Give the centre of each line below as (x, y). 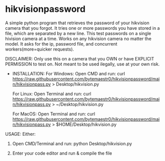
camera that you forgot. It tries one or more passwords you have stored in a (82, 28)
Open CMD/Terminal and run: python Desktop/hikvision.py (72, 143)
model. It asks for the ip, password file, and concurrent (61, 44)
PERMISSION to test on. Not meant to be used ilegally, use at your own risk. (82, 64)
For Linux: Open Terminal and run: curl (52, 94)
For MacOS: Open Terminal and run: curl (54, 114)
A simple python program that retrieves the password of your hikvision (77, 23)
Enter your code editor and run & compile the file (62, 153)
